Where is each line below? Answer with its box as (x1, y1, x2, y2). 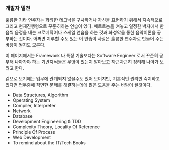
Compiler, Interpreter (12, 103, 57, 109)
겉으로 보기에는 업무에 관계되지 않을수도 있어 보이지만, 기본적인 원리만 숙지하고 (5, 76, 160, 82)
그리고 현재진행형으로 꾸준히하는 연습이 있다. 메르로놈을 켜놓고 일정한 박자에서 (5, 23, 159, 29)
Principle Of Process (12, 129, 55, 135)
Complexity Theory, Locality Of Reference (12, 124, 100, 130)
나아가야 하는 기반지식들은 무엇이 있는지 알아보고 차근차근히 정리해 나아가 (14, 59, 159, 65)
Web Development (12, 134, 51, 141)
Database (12, 113, 33, 119)
